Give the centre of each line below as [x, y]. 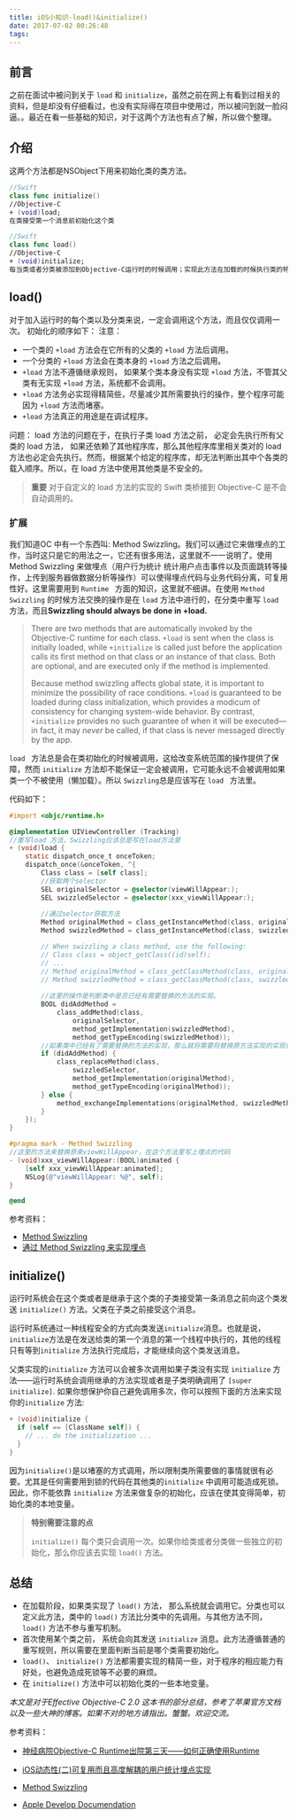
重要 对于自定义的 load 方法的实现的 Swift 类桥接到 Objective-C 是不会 [159, 487]
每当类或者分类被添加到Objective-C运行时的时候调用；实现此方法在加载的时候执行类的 [146, 269]
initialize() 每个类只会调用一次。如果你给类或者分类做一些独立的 [152, 1541]
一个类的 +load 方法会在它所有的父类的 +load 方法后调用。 [128, 349]
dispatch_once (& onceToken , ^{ [81, 865]
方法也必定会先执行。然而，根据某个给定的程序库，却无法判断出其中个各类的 [148, 456]
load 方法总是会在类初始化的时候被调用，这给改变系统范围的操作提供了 [140, 758]
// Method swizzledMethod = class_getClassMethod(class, [148, 979]
